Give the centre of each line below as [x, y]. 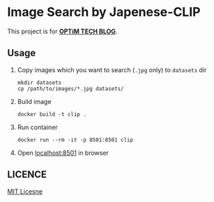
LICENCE [27, 175]
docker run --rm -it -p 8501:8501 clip [75, 140]
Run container [37, 127]
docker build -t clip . [52, 114]
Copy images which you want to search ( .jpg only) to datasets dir [112, 69]
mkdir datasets [39, 83]
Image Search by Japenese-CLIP [104, 12]
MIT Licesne [25, 191]
